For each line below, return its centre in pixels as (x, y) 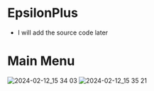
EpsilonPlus (43, 13)
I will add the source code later (63, 32)
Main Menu (41, 61)
